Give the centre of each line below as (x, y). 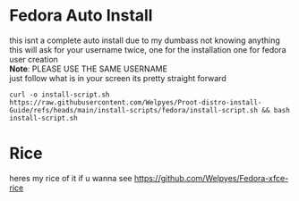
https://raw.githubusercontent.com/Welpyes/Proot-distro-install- (136, 102)
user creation (34, 59)
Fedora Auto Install (81, 16)
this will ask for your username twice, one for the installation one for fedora (148, 49)
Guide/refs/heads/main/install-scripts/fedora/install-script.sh (133, 110)
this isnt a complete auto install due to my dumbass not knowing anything (145, 40)
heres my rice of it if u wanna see (71, 178)
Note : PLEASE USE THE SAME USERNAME (89, 69)
